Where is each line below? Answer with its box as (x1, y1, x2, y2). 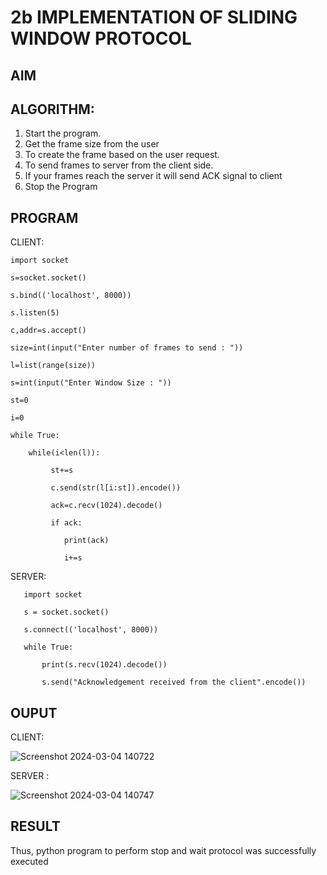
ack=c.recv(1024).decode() (50, 501, 163, 511)
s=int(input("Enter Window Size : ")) (10, 378, 172, 388)
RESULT (10, 818, 61, 835)
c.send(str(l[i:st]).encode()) (50, 483, 182, 493)
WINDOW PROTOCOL (10, 27, 192, 50)
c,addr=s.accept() (10, 326, 87, 336)
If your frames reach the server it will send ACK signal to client (24, 170, 283, 182)
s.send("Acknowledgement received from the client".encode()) (41, 677, 307, 688)
